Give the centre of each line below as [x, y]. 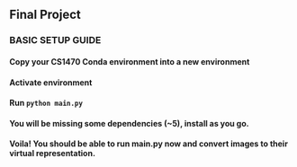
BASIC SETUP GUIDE [55, 40]
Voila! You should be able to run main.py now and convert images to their [148, 144]
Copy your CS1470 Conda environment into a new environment [130, 61]
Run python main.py [46, 103]
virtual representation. [53, 154]
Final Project [45, 15]
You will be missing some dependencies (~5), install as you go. [129, 123]
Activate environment [51, 82]
